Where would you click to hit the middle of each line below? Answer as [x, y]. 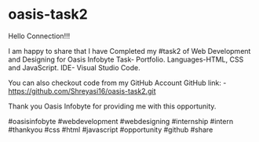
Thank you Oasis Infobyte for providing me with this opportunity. [112, 106]
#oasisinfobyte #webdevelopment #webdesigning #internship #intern [121, 121]
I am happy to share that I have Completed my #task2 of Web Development [129, 51]
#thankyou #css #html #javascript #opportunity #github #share [111, 130]
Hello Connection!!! [39, 36]
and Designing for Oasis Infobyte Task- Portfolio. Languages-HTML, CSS [126, 59]
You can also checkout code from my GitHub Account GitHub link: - [117, 83]
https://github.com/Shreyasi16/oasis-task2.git [82, 91]
